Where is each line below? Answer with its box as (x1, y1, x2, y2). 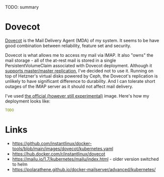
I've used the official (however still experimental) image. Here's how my (5, 93, 149, 99)
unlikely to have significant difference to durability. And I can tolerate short (5, 78, 156, 84)
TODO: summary (5, 4, 39, 10)
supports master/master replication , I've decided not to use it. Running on (5, 68, 154, 74)
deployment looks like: (5, 98, 50, 104)
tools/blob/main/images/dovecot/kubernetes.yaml (12, 146, 114, 152)
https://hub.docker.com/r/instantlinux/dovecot (12, 151, 105, 156)
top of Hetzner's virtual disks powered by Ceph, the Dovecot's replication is (5, 73, 158, 79)
